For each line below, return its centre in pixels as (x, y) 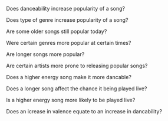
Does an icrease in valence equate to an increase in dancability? (84, 111)
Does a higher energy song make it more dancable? (69, 77)
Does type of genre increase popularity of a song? (67, 20)
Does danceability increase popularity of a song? (66, 9)
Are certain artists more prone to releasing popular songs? (77, 66)
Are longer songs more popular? (45, 54)
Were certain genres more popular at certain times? (69, 43)
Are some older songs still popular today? (57, 31)
